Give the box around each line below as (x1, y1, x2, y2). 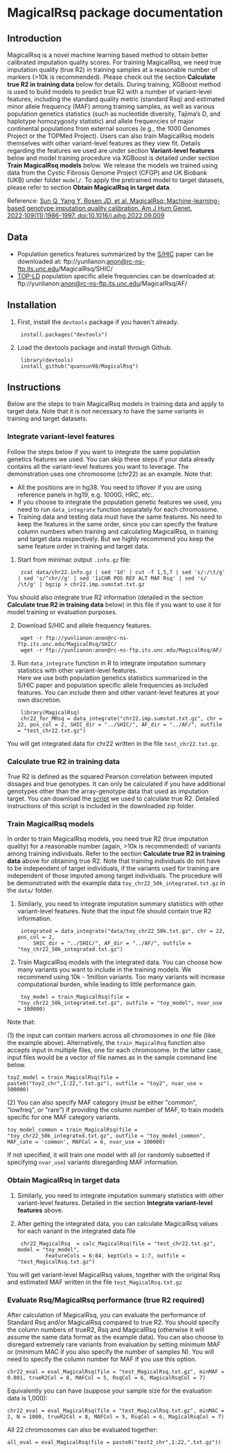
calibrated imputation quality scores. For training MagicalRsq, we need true (7, 58, 222, 66)
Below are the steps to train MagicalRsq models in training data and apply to (7, 400, 224, 408)
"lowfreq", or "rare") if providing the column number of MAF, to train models (7, 1106, 224, 1114)
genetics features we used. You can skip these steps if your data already (7, 455, 215, 463)
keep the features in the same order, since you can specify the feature (17, 519, 218, 528)
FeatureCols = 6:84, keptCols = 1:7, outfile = (45, 1252, 186, 1259)
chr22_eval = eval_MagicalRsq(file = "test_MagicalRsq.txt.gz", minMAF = (7, 1368, 225, 1375)
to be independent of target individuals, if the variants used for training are (7, 864, 220, 873)
